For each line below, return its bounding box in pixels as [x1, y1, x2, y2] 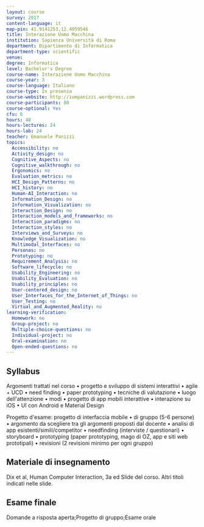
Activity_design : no [12, 151, 64, 157]
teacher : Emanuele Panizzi [6, 134, 75, 140]
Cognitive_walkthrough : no [12, 162, 80, 168]
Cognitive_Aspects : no [12, 156, 69, 162]
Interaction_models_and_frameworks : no [12, 213, 113, 220]
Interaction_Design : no [12, 207, 72, 213]
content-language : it [6, 20, 62, 26]
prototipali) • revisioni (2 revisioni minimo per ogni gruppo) [6, 440, 153, 447]
